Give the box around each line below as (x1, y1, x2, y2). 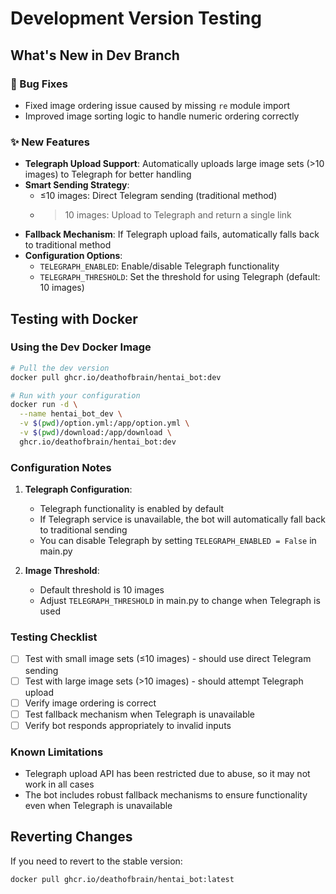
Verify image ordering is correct (24, 697, 157, 709)
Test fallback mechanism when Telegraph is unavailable (24, 708, 256, 720)
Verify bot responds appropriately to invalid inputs (24, 719, 232, 731)
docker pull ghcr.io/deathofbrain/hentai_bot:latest (10, 874, 235, 884)
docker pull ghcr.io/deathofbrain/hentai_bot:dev (10, 372, 222, 382)
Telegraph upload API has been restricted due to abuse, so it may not (24, 768, 311, 780)
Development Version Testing (10, 7, 262, 30)
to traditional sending (39, 524, 128, 536)
